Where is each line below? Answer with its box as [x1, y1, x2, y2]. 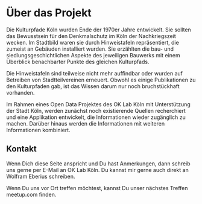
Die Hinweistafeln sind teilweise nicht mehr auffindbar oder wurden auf [6, 69, 183, 77]
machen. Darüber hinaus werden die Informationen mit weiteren [6, 120, 165, 127]
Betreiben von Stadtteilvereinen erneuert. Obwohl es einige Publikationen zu [6, 76, 196, 83]
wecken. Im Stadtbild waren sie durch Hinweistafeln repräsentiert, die [6, 39, 179, 46]
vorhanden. [6, 89, 35, 96]
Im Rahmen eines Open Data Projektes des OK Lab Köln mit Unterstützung [6, 100, 191, 108]
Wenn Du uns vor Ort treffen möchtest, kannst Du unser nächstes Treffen [6, 184, 188, 191]
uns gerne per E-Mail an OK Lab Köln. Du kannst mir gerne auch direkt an [6, 166, 189, 173]
